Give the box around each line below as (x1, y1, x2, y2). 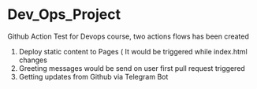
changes (18, 55, 48, 65)
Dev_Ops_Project (7, 6, 121, 24)
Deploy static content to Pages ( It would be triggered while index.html (18, 46, 248, 56)
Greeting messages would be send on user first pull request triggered (18, 63, 245, 72)
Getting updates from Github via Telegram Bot (18, 72, 169, 81)
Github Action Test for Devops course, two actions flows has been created (7, 32, 250, 41)
